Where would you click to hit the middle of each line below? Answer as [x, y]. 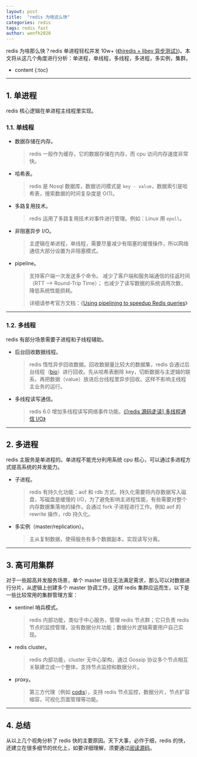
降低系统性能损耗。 [52, 291]
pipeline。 [27, 264]
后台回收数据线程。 [38, 352]
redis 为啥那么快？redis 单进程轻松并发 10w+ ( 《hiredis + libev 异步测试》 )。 [96, 51]
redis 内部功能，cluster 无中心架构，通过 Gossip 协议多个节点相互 [109, 660]
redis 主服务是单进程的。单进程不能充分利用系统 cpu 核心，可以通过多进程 [96, 460]
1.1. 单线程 [20, 127]
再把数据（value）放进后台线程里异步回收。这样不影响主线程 [113, 379]
